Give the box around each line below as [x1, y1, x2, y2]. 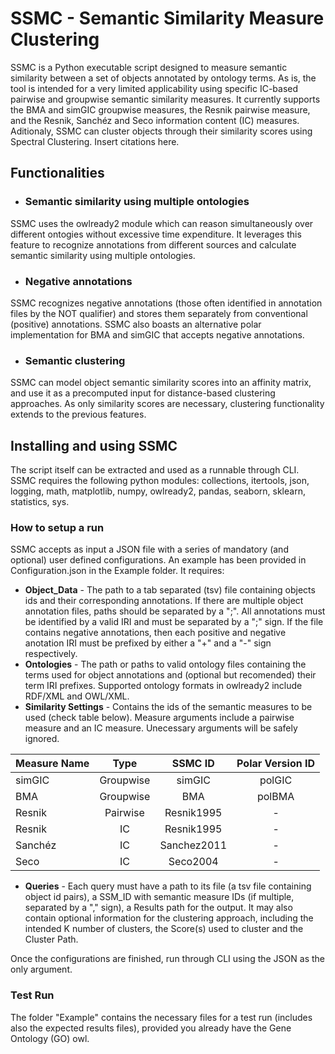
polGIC [259, 773, 293, 787]
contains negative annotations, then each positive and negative [24, 627, 287, 639]
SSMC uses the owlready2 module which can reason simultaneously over [10, 217, 314, 229]
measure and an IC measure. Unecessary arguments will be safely [24, 722, 298, 734]
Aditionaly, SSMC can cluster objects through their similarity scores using [10, 125, 313, 137]
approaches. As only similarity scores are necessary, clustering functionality [10, 398, 325, 410]
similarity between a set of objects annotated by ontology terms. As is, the [10, 72, 317, 84]
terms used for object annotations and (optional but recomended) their [24, 669, 317, 681]
